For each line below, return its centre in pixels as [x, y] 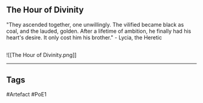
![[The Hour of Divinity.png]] [41, 55]
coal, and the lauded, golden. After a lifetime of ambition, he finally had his [99, 31]
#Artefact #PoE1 [27, 95]
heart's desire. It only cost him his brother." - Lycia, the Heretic [84, 37]
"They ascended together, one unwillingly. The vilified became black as [95, 24]
